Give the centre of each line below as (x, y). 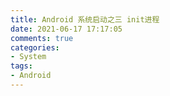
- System (28, 57)
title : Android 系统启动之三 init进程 (85, 19)
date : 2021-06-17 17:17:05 (66, 29)
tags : (21, 66)
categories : (35, 47)
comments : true (42, 38)
